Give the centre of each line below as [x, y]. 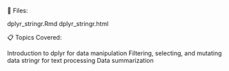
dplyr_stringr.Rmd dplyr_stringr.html [58, 24]
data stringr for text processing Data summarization [80, 60]
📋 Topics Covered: [34, 37]
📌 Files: [18, 11]
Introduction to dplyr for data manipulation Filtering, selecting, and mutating [114, 53]
